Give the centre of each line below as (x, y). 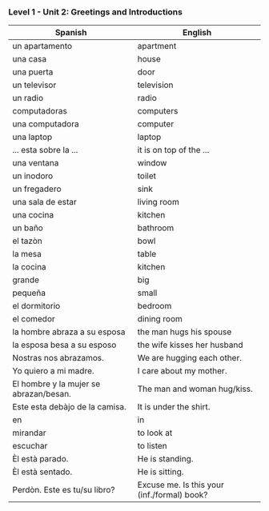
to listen (153, 446)
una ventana (36, 163)
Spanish (71, 33)
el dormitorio (36, 306)
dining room (160, 319)
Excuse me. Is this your (181, 485)
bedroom (155, 306)
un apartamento (42, 46)
